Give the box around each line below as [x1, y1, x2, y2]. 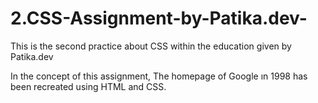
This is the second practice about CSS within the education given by [10, 40, 292, 52]
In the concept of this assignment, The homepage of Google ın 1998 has [10, 70, 308, 82]
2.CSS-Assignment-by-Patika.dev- [10, 7, 308, 30]
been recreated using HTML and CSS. [10, 80, 167, 92]
